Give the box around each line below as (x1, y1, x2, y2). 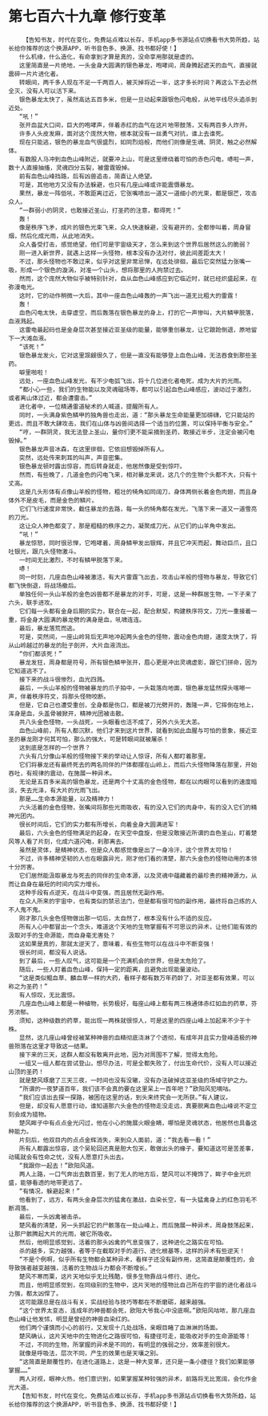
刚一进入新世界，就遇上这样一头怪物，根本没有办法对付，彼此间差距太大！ (18, 249, 228, 257)
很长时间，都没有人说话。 (18, 948, 91, 956)
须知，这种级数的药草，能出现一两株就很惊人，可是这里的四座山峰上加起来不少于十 (18, 1016, 252, 1024)
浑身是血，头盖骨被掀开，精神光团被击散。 (8, 710, 128, 718)
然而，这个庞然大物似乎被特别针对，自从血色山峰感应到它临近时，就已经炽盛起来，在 (18, 275, 258, 283)
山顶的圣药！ (8, 1068, 45, 1076)
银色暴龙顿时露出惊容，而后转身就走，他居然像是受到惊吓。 (18, 462, 186, 470)
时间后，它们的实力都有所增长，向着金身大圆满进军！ (30, 820, 180, 828)
